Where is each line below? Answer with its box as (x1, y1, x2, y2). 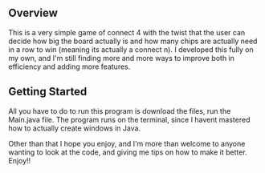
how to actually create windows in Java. (8, 123, 141, 133)
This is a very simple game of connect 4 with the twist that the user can (8, 27, 246, 37)
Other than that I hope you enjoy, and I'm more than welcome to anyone (8, 139, 246, 148)
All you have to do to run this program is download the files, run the (8, 106, 231, 115)
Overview (8, 6, 59, 20)
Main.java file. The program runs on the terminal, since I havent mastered (8, 115, 251, 124)
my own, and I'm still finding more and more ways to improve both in (8, 53, 235, 62)
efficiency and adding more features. (8, 62, 131, 71)
